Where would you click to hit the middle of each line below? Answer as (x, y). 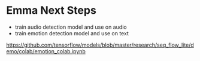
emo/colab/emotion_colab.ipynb (46, 51)
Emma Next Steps (51, 10)
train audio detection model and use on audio (71, 27)
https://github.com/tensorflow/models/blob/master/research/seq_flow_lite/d (100, 45)
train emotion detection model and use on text (72, 33)
